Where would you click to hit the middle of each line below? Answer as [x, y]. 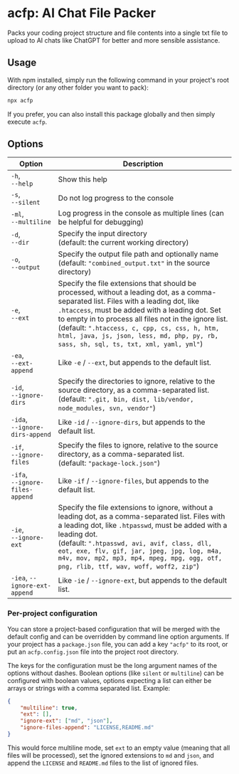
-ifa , [20, 475]
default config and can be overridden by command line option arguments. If [118, 636]
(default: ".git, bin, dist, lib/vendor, [126, 399]
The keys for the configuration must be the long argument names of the [112, 665]
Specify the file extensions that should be [127, 284]
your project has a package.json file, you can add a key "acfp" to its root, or [118, 644]
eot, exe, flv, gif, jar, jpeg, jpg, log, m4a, [140, 551]
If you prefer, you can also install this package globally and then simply [111, 114]
